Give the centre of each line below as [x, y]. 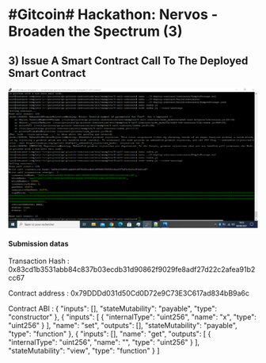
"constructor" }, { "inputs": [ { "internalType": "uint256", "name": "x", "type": [133, 317]
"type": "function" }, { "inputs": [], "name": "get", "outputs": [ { [110, 334]
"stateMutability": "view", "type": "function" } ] [84, 351]
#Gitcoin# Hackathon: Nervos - [113, 15]
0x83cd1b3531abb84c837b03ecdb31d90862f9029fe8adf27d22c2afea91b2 [132, 269]
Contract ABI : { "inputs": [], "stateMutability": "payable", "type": [113, 309]
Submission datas [38, 243]
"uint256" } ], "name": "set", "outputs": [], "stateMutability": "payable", [123, 326]
